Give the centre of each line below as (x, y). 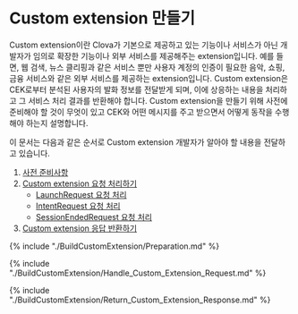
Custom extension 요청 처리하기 (79, 183)
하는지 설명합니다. (57, 123)
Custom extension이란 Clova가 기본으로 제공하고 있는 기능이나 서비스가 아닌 (144, 45)
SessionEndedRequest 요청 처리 (94, 216)
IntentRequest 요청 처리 (78, 206)
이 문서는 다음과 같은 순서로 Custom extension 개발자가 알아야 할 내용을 (136, 142)
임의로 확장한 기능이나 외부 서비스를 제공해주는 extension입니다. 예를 (153, 55)
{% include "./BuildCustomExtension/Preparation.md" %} (115, 246)
